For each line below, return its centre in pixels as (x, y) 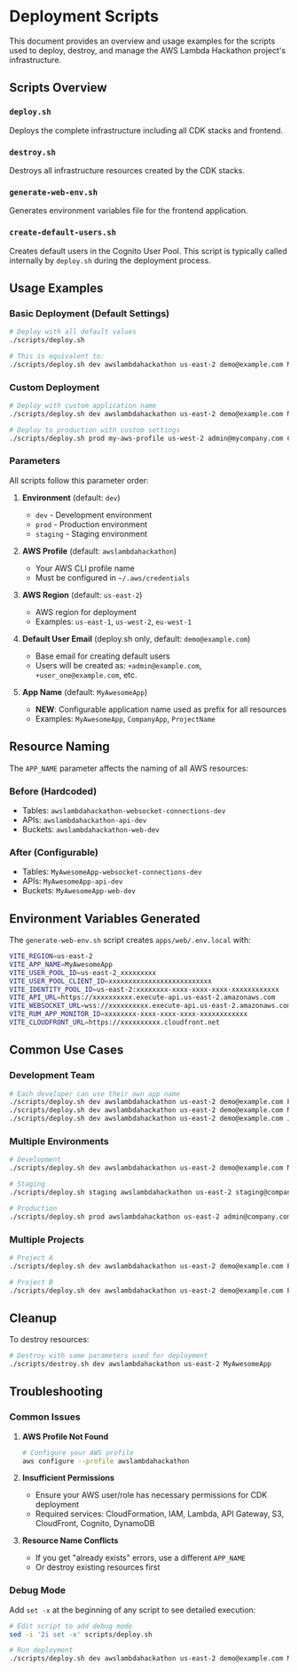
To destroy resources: (49, 1340)
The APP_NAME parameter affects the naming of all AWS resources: (129, 768)
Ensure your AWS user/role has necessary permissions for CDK (151, 1495)
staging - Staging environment (91, 533)
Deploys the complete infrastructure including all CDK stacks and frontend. (146, 130)
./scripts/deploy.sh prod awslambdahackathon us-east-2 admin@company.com (150, 1216)
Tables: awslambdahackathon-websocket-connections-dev (124, 810)
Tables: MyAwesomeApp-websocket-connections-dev (112, 872)
